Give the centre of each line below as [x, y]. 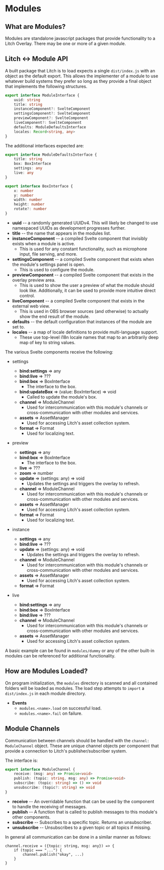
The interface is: [21, 760]
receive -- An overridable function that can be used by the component [83, 801]
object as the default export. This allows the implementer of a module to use [82, 76]
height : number [29, 204]
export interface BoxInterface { [39, 186]
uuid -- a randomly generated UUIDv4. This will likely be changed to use [85, 223]
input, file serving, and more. [48, 254]
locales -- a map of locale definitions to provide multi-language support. [85, 332]
